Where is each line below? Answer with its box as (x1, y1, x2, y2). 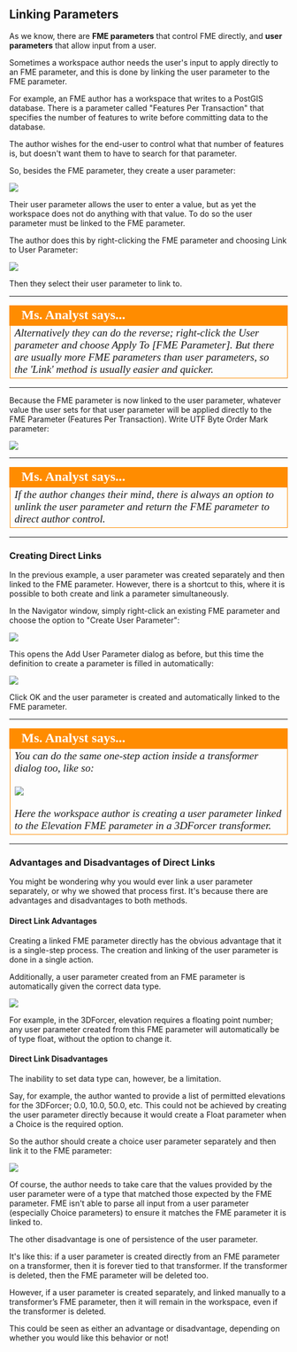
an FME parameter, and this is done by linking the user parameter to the (9, 66, 270, 77)
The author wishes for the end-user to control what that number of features (9, 138, 285, 149)
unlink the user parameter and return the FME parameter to (14, 500, 270, 513)
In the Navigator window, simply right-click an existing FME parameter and (9, 606, 280, 617)
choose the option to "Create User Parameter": (9, 615, 180, 625)
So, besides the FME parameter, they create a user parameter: (9, 165, 236, 175)
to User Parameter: (9, 244, 79, 255)
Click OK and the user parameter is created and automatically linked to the (9, 692, 280, 703)
